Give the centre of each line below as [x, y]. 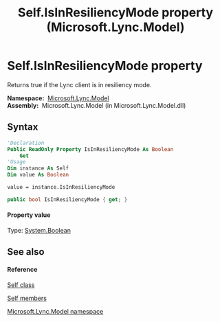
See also [26, 252]
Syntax [23, 127]
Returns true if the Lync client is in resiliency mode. [79, 84]
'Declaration [26, 143]
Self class [21, 285]
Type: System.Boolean [39, 230]
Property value [29, 215]
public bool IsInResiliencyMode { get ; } [67, 199]
